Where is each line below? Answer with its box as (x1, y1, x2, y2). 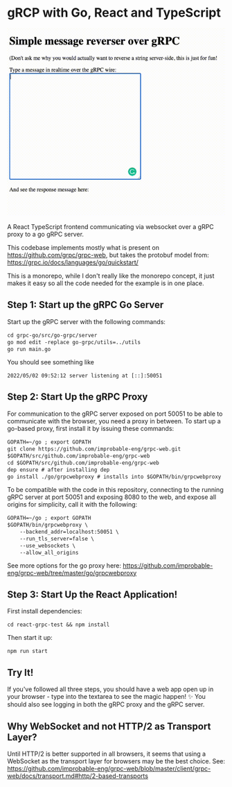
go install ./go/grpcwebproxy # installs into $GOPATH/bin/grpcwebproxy (7, 473, 222, 480)
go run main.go (7, 346, 51, 353)
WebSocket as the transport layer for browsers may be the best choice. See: (7, 757, 226, 765)
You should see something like (7, 357, 95, 366)
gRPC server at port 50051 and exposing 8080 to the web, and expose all (7, 493, 217, 501)
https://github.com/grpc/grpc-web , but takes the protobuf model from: (7, 251, 209, 259)
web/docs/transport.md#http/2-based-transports (7, 772, 149, 780)
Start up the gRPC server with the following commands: (7, 317, 166, 325)
